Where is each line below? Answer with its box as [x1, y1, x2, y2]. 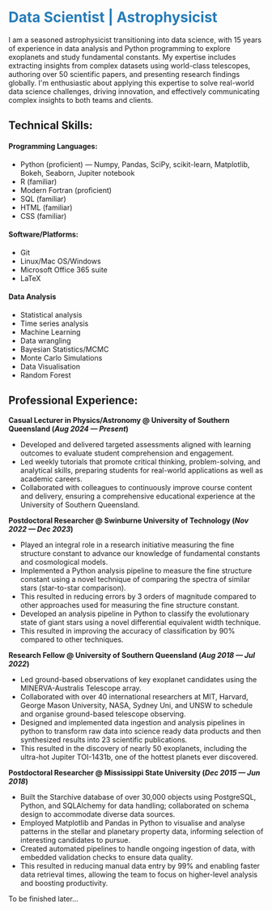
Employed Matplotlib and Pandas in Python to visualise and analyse [19, 818, 245, 827]
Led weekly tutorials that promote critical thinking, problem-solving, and [19, 456, 261, 466]
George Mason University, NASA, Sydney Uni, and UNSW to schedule [19, 700, 253, 710]
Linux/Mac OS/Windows [19, 256, 101, 266]
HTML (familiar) [19, 203, 73, 212]
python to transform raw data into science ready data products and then [19, 726, 261, 736]
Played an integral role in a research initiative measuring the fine [19, 540, 235, 549]
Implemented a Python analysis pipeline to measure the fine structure [19, 566, 253, 575]
